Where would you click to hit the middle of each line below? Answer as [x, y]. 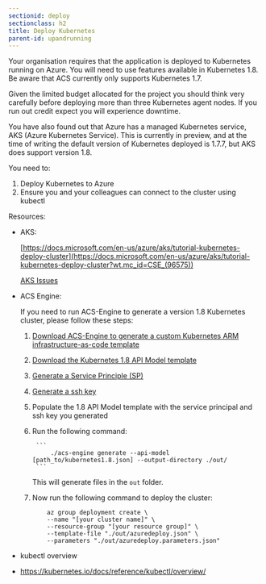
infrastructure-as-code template [85, 344]
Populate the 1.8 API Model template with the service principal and [142, 407]
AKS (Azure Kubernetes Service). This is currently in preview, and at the [128, 136]
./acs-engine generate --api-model [110, 453]
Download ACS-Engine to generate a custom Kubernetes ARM [135, 336]
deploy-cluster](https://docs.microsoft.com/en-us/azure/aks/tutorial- [135, 257]
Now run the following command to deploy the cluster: [123, 498]
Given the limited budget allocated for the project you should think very [127, 94]
